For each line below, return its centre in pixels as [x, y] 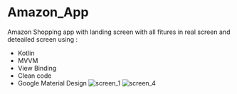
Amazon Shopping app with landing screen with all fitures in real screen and [119, 32]
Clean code [35, 76]
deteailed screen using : [43, 39]
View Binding [37, 68]
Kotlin [26, 53]
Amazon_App [48, 12]
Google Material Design [52, 83]
